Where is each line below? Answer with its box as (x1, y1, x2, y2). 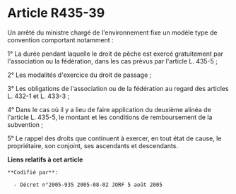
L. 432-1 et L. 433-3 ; (7, 92, 70, 100)
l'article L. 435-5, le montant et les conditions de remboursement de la (7, 113, 213, 121)
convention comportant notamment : (7, 35, 114, 44)
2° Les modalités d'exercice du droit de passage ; (7, 71, 152, 79)
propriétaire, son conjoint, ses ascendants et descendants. (7, 141, 179, 150)
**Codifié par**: (7, 169, 59, 176)
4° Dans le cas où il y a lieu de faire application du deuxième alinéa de (7, 105, 212, 114)
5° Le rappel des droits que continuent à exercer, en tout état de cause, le (7, 134, 222, 143)
